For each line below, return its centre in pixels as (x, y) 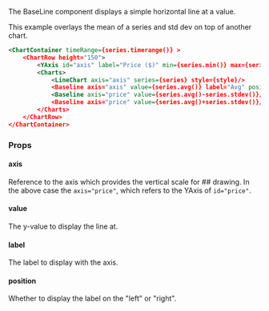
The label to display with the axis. (63, 262)
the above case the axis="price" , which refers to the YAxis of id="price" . (130, 190)
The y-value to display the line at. (63, 226)
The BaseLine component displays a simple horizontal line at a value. (122, 12)
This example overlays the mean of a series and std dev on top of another (130, 27)
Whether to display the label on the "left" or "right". (92, 298)
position (22, 281)
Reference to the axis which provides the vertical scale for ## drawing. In (129, 181)
